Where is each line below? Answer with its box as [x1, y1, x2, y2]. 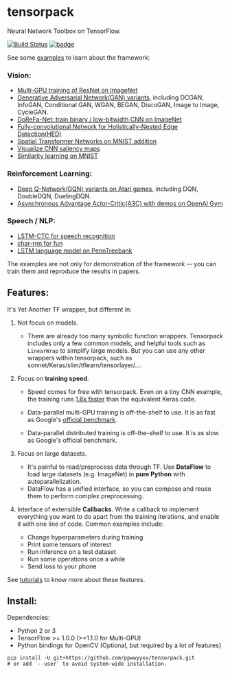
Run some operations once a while [27, 555, 126, 563]
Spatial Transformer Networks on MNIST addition [16, 137, 157, 146]
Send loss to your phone [27, 562, 97, 570]
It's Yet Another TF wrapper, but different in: [7, 305, 132, 313]
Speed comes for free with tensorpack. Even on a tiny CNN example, [27, 387, 222, 395]
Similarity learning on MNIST [16, 152, 98, 160]
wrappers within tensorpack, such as [27, 353, 133, 362]
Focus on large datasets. [16, 449, 87, 457]
